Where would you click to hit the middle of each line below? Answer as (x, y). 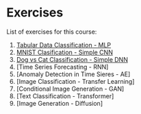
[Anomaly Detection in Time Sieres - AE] (73, 74)
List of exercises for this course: (52, 32)
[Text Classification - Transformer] (65, 96)
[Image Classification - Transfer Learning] (75, 81)
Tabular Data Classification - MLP (64, 45)
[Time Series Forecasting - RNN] (62, 67)
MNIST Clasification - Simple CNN (65, 52)
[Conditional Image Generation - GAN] (70, 89)
